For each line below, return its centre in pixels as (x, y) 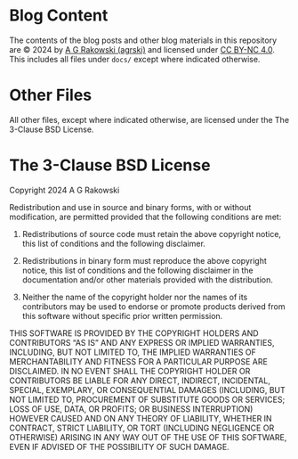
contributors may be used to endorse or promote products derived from (153, 306)
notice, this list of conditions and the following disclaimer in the (137, 270)
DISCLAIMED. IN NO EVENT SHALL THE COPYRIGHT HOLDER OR (130, 371)
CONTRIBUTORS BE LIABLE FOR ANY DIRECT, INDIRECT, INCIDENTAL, (140, 381)
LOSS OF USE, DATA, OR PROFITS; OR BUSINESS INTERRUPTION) (131, 409)
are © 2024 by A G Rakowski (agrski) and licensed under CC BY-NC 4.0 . (142, 49)
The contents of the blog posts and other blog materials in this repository (143, 40)
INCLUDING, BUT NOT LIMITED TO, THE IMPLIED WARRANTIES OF (133, 352)
